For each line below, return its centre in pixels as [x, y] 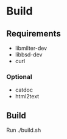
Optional [19, 76]
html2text [27, 97]
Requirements [33, 34]
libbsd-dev [29, 55]
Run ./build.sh [24, 130]
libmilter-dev [31, 48]
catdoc [24, 90]
